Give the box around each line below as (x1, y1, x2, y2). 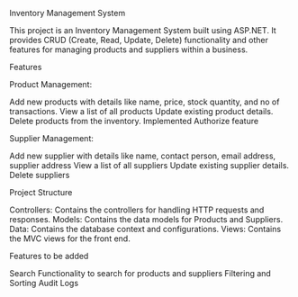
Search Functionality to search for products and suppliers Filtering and (9, 268, 272, 278)
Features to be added (9, 251, 89, 261)
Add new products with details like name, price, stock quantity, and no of (9, 96, 280, 107)
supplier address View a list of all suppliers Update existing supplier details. (9, 160, 290, 170)
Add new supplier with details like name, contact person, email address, (9, 150, 276, 161)
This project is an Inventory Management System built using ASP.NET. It (9, 25, 276, 35)
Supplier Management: (9, 133, 95, 143)
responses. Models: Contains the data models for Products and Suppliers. (9, 214, 284, 224)
